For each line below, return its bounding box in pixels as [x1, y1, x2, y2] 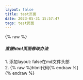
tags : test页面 [5, 20, 34, 26]
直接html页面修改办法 [5, 46, 49, 51]
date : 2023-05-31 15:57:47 [5, 16, 60, 21]
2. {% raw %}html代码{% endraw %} [5, 65, 79, 71]
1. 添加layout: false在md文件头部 [5, 59, 70, 64]
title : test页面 [5, 12, 36, 16]
